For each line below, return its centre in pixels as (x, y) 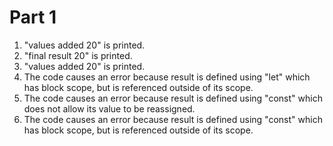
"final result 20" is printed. (78, 55)
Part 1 (33, 17)
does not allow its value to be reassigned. (109, 108)
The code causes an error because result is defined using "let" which (167, 77)
